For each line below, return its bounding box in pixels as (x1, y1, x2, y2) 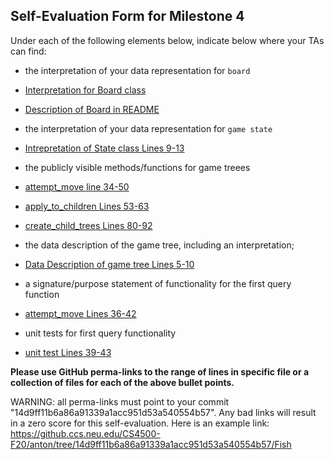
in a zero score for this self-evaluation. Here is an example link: (10, 417, 270, 429)
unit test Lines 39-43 (24, 346, 112, 358)
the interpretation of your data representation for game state (24, 122, 273, 134)
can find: (10, 45, 47, 57)
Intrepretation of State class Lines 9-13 (24, 142, 185, 154)
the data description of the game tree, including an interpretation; (24, 239, 295, 251)
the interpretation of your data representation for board (24, 64, 251, 76)
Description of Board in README (24, 103, 160, 115)
